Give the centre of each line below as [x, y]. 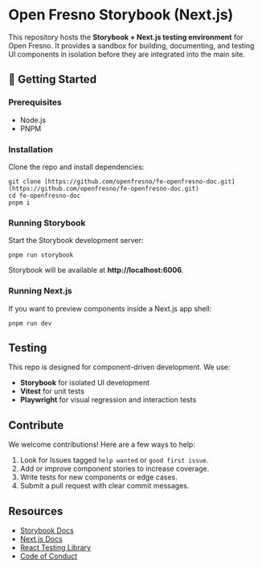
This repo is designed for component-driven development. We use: [119, 367]
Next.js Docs [41, 539]
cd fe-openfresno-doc [45, 196]
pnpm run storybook [41, 255]
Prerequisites [35, 102]
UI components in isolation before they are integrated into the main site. [127, 54]
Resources [36, 511]
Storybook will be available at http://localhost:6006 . [96, 270]
